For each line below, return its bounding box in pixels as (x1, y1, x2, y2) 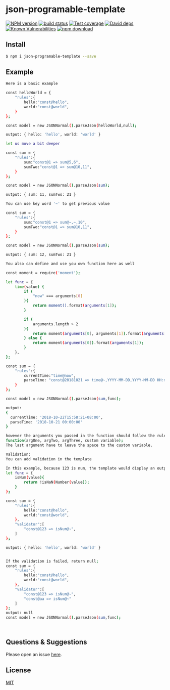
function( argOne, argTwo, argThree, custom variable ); (6, 438, 124, 443)
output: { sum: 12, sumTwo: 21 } (6, 252, 76, 257)
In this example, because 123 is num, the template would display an (6, 465, 155, 471)
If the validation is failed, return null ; (6, 558, 99, 564)
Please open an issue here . (6, 651, 62, 657)
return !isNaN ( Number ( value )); (24, 480, 90, 485)
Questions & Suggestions (6, 638, 87, 646)
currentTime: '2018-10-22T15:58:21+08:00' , (10, 415, 103, 420)
